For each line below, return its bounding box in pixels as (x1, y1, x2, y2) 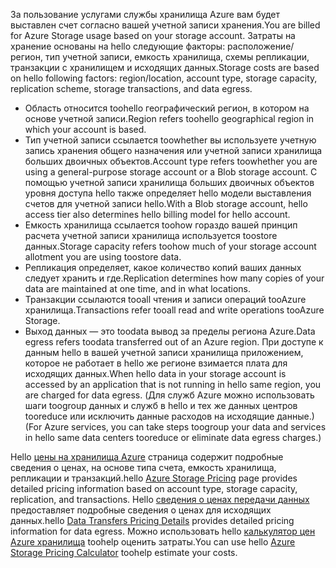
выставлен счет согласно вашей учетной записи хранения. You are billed (10, 19, 321, 31)
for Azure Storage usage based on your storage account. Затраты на (10, 30, 296, 41)
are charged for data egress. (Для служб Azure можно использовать (24, 389, 315, 401)
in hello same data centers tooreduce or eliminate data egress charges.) (24, 432, 322, 443)
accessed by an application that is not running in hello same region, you (24, 379, 322, 390)
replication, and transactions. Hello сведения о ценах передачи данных (10, 494, 310, 505)
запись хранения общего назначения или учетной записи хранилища (24, 145, 323, 156)
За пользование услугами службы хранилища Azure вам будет (10, 9, 281, 20)
